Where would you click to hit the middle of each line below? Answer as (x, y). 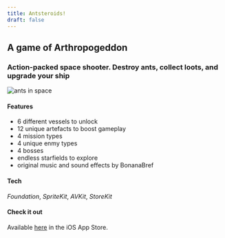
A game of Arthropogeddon (67, 48)
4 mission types (40, 136)
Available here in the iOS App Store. (58, 227)
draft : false (26, 20)
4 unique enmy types (47, 143)
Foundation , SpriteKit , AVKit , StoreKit (60, 196)
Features (20, 106)
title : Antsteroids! (37, 13)
